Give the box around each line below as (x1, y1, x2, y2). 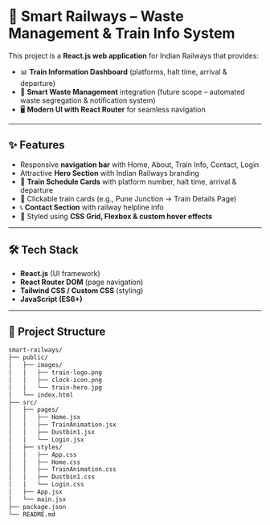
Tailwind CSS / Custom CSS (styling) (19, 285, 144, 295)
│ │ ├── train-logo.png (8, 368, 103, 376)
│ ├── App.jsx (8, 488, 63, 496)
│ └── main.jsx (8, 495, 67, 503)
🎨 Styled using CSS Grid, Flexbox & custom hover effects (19, 211, 213, 221)
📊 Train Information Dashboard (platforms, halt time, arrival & (19, 67, 227, 76)
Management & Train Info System (8, 24, 235, 43)
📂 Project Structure (8, 324, 106, 338)
